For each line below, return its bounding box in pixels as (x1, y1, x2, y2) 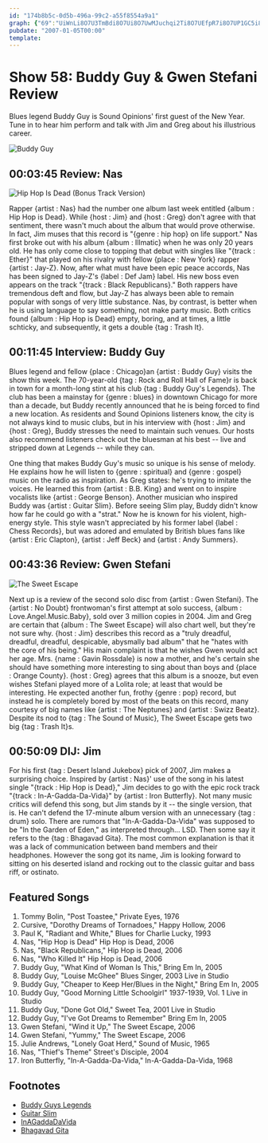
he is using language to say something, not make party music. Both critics (9, 305, 251, 315)
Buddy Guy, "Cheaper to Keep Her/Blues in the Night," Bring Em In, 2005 (20, 979, 259, 989)
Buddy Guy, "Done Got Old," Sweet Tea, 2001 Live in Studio (20, 1005, 216, 1015)
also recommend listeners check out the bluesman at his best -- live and (9, 434, 247, 443)
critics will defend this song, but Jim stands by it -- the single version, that (9, 799, 252, 810)
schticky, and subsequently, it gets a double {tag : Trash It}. (9, 322, 204, 332)
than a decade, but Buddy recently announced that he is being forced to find (9, 400, 260, 410)
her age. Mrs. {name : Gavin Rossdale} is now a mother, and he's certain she (9, 653, 260, 663)
